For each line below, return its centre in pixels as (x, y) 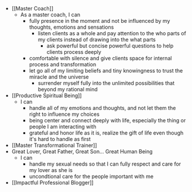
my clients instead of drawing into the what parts (97, 40)
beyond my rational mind (68, 89)
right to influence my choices (64, 114)
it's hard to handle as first (60, 139)
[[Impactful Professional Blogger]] (52, 183)
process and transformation (63, 64)
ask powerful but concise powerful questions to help (110, 46)
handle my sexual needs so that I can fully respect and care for (105, 164)
